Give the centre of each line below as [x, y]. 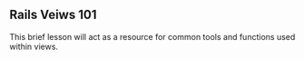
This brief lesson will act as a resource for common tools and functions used [152, 36]
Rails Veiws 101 [53, 15]
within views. [34, 46]
